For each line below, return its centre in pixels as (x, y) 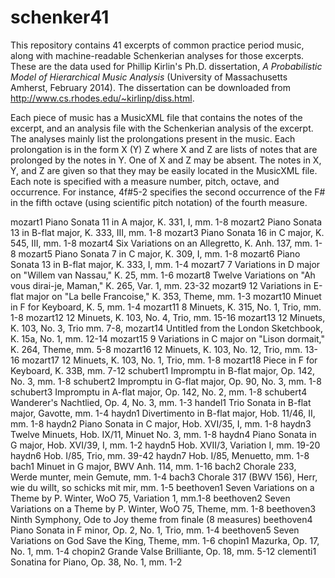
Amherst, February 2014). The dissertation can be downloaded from (151, 87)
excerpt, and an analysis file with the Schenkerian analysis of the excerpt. (162, 128)
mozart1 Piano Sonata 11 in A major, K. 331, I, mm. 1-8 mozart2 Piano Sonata (166, 222)
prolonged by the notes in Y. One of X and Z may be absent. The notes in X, (166, 160)
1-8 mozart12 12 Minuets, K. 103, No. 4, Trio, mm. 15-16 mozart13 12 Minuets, (168, 317)
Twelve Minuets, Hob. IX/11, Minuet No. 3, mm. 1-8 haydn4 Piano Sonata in (163, 434)
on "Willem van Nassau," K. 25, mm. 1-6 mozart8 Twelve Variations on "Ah (163, 275)
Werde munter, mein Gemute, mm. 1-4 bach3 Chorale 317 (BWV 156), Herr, (164, 477)
